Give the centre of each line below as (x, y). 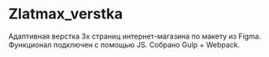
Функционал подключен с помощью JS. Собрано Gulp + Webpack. (124, 44)
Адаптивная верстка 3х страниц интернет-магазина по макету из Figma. (135, 36)
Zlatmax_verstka (66, 14)
